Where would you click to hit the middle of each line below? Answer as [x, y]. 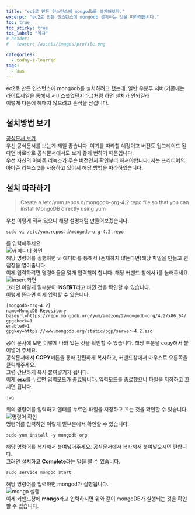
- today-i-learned [34, 60]
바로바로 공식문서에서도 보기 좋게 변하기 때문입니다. [75, 153]
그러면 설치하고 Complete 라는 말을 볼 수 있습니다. [63, 461]
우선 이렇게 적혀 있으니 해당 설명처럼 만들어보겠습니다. [68, 221]
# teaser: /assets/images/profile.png [56, 44]
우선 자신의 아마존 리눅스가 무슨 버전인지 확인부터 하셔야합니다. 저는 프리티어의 [96, 160]
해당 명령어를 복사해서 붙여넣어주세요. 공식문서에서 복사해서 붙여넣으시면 [89, 447]
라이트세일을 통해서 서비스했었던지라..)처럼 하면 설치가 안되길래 [78, 96]
